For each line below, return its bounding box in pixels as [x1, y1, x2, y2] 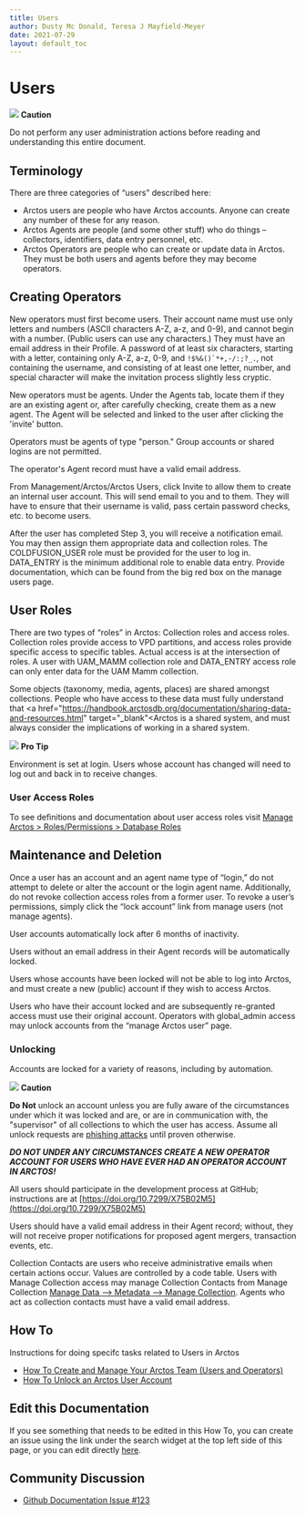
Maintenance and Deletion [9, 848, 162, 863]
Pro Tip [20, 740, 49, 752]
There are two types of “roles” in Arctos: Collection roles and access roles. [9, 626, 290, 638]
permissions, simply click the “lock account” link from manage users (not [9, 901, 284, 911]
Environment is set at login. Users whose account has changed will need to [9, 758, 291, 769]
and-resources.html [9, 712, 84, 723]
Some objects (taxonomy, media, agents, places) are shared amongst [9, 683, 270, 694]
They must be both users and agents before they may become [22, 253, 258, 264]
